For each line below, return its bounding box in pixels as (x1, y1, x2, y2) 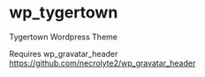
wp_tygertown (9, 3, 118, 23)
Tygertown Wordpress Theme (9, 31, 118, 42)
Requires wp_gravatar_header (9, 48, 118, 59)
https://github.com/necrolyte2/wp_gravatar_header (9, 58, 196, 68)
